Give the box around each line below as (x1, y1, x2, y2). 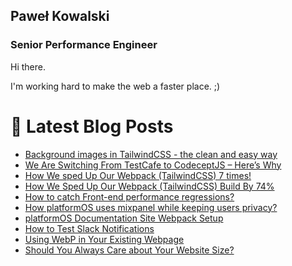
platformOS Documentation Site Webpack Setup (24, 212, 224, 224)
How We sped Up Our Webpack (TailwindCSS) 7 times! (24, 169, 252, 181)
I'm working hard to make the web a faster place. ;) (10, 80, 221, 92)
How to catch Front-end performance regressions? (24, 190, 235, 203)
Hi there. (10, 60, 46, 73)
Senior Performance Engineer (10, 38, 158, 52)
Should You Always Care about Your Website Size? (24, 244, 235, 256)
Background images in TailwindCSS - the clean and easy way (24, 148, 278, 160)
